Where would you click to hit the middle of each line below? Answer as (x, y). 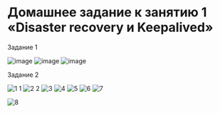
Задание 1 (22, 47)
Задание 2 (23, 75)
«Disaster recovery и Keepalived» (110, 27)
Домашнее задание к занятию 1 (107, 12)
